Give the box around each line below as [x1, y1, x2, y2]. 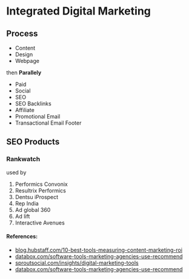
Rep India [15, 200, 39, 207]
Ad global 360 [15, 206, 51, 213]
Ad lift [15, 212, 30, 220]
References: [6, 233, 38, 240]
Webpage [15, 57, 39, 64]
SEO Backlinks [15, 100, 51, 107]
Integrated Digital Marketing [6, 4, 151, 18]
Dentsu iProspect [15, 193, 59, 200]
